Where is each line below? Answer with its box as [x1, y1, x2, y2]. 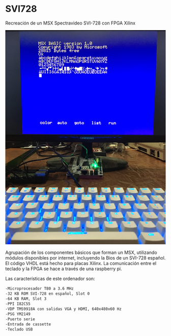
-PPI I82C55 [5, 301, 31, 306]
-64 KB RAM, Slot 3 [5, 296, 47, 301]
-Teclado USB [5, 327, 33, 332]
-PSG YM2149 [5, 312, 31, 317]
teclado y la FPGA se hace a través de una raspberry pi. [5, 266, 122, 272]
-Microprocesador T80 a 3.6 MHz [5, 286, 74, 291]
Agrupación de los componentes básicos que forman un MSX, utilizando [5, 249, 157, 255]
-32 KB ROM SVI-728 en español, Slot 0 [5, 291, 90, 296]
